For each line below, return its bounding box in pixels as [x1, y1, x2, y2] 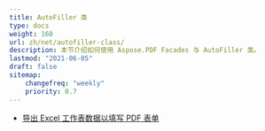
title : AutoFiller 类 [9, 12, 88, 22]
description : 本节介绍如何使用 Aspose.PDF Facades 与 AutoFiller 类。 [9, 46, 261, 55]
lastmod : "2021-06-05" [9, 54, 93, 63]
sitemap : [9, 71, 42, 80]
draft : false [9, 63, 58, 72]
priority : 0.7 [25, 87, 77, 96]
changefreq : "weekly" [25, 79, 105, 88]
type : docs [9, 21, 50, 30]
